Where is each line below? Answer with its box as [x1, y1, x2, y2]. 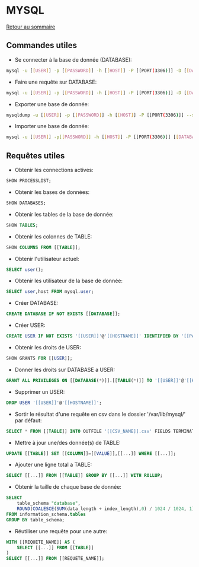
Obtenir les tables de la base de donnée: [14, 211, 114, 218]
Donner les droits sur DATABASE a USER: [14, 366, 115, 373]
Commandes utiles [6, 40, 77, 50]
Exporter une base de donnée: [14, 100, 89, 107]
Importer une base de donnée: [14, 123, 89, 130]
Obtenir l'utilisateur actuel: [14, 255, 79, 262]
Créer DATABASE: [14, 300, 59, 307]
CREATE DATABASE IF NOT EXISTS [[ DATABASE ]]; [6, 311, 120, 317]
